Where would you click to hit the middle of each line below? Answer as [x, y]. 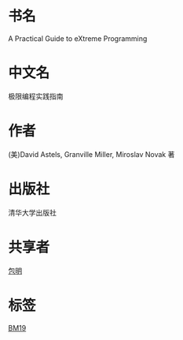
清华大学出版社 [32, 212]
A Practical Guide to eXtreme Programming [78, 38]
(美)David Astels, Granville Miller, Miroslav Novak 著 [91, 154]
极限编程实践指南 [36, 96]
